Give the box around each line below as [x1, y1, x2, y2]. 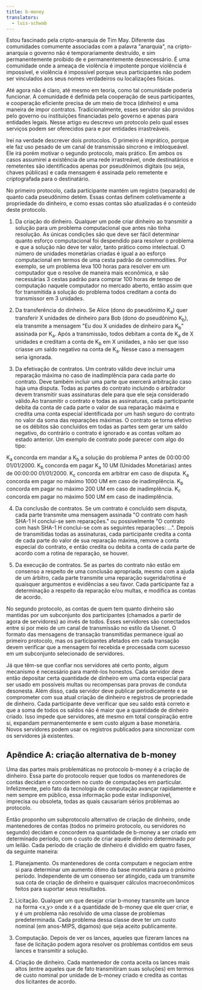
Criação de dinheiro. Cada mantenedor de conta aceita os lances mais [14, 959, 190, 966]
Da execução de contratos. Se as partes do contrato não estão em [14, 562, 180, 569]
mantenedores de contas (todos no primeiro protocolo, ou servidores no [6, 822, 186, 830]
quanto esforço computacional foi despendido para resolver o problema [14, 237, 194, 244]
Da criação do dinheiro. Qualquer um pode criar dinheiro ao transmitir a [14, 218, 193, 225]
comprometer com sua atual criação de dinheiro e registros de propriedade [6, 694, 194, 701]
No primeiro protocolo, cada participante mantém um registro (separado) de [6, 187, 195, 194]
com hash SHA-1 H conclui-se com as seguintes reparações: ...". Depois [14, 524, 194, 531]
